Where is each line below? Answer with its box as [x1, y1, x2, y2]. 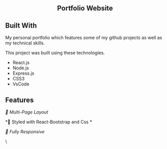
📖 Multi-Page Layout [5, 109, 49, 115]
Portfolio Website [57, 4, 113, 13]
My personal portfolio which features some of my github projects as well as [5, 35, 162, 41]
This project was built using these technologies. [5, 50, 105, 56]
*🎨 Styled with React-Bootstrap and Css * [5, 119, 92, 125]
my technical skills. [5, 40, 45, 46]
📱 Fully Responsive [5, 129, 45, 135]
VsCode [12, 81, 29, 87]
